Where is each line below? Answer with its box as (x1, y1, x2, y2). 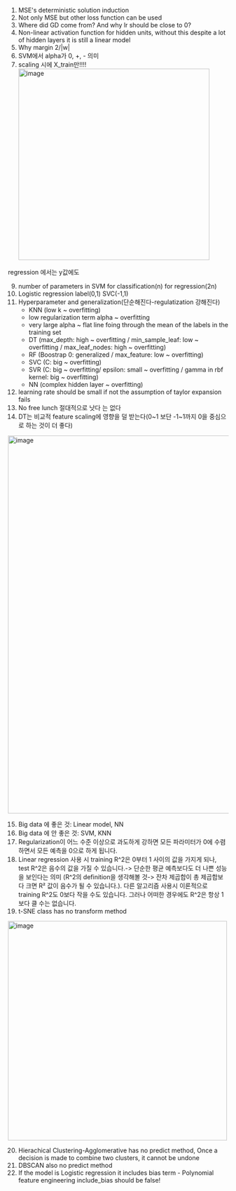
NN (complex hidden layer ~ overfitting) (28, 381, 144, 388)
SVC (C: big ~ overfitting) (28, 358, 102, 366)
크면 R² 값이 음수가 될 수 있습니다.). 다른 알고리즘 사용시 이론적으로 (25, 881, 209, 890)
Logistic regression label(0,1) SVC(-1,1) (18, 289, 129, 298)
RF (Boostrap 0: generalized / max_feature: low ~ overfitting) (28, 350, 204, 359)
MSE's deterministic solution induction (18, 6, 129, 14)
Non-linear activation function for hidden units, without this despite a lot (18, 28, 226, 37)
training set (28, 328, 62, 336)
